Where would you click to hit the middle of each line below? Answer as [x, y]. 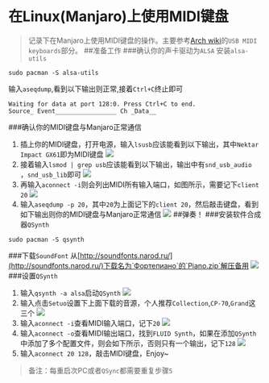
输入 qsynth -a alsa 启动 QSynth [70, 293]
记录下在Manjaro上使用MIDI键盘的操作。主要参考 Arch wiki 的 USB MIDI [143, 40]
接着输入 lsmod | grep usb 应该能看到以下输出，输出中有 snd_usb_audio [136, 164]
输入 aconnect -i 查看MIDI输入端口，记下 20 [90, 323]
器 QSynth [35, 224]
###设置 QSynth [33, 276]
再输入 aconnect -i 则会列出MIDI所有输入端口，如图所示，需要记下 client [139, 184]
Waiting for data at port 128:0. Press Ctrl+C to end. [102, 104]
